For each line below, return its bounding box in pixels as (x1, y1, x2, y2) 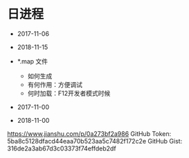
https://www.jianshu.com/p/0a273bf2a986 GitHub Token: (7, 129, 172, 138)
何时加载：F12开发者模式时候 (27, 89, 111, 97)
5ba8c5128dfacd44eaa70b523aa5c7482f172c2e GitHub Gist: (7, 137, 183, 145)
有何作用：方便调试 (27, 80, 83, 88)
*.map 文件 (17, 57, 48, 66)
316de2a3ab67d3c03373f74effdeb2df (7, 144, 116, 152)
